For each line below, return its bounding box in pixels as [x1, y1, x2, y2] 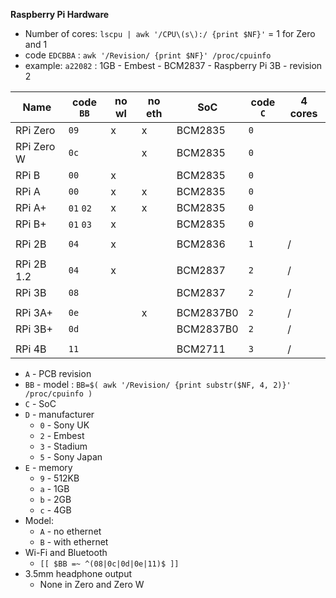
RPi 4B [15, 342, 47, 356]
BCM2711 [176, 342, 226, 356]
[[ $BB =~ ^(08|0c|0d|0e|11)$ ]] [39, 559, 180, 569]
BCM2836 [176, 237, 226, 251]
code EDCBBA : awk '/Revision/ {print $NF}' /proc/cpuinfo [24, 49, 272, 61]
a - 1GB [39, 483, 70, 494]
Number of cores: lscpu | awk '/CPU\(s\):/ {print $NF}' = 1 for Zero [24, 28, 316, 39]
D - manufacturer [24, 409, 95, 420]
